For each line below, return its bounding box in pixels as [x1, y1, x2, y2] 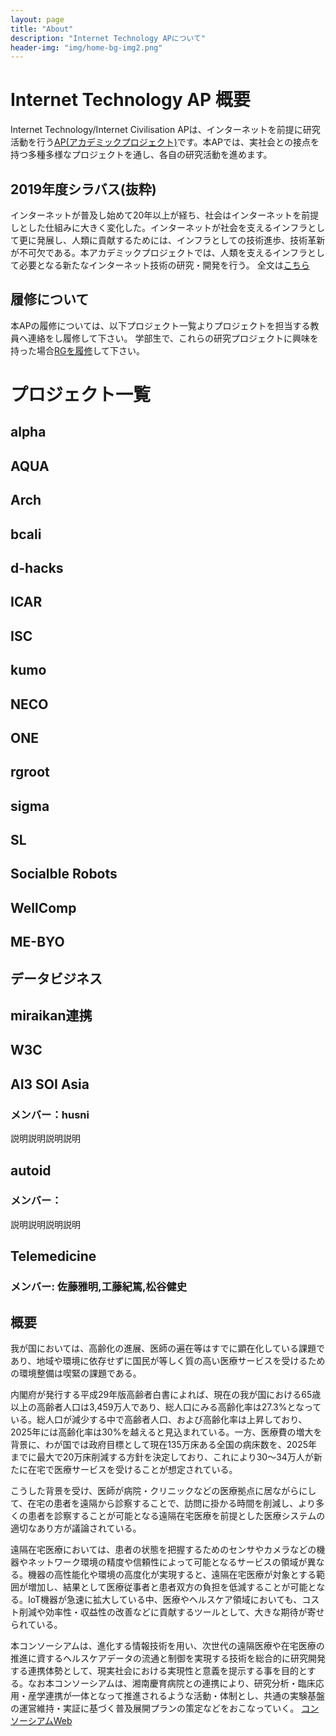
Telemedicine [10, 1248, 97, 1265]
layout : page [10, 14, 65, 25]
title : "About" [10, 24, 74, 34]
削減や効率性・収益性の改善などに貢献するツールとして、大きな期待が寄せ [18, 1606, 325, 1618]
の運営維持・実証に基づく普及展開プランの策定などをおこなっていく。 [10, 1702, 300, 1714]
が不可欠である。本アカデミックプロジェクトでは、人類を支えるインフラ [10, 247, 308, 258]
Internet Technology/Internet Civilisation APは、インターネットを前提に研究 [10, 124, 321, 136]
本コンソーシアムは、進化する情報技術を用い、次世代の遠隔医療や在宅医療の [10, 1639, 325, 1651]
